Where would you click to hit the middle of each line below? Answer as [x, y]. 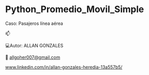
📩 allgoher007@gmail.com [33, 57]
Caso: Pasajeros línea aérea [34, 23]
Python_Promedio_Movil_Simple [75, 9]
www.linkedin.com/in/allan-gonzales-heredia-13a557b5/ [64, 67]
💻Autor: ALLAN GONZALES [34, 45]
